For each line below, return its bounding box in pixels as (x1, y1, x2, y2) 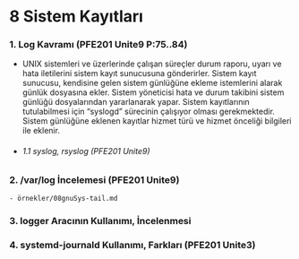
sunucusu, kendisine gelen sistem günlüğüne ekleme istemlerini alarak (21, 78, 283, 89)
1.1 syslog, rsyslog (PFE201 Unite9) (21, 146, 150, 157)
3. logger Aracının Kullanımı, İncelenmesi (9, 214, 192, 227)
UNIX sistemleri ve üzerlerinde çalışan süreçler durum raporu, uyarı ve (21, 58, 282, 69)
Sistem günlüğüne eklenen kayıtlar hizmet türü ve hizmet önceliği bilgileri (21, 116, 293, 126)
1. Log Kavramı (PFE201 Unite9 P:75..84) (9, 39, 188, 51)
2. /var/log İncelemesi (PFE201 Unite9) (9, 173, 180, 186)
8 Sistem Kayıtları (9, 6, 143, 27)
